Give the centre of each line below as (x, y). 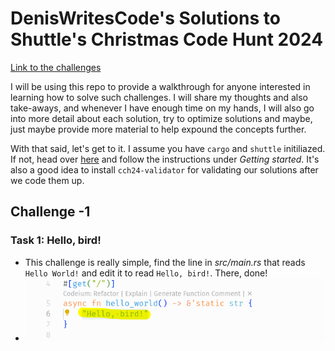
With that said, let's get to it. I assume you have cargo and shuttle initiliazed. (168, 148)
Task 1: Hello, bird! (56, 240)
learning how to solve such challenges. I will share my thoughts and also (159, 97)
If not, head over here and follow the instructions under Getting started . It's (165, 159)
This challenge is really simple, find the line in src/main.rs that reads (165, 262)
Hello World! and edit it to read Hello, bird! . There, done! (146, 273)
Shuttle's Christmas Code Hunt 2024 (167, 39)
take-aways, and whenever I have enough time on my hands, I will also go (162, 108)
